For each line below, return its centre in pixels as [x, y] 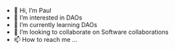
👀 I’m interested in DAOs [48, 18]
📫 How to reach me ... [45, 40]
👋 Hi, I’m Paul [32, 10]
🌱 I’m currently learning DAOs [55, 25]
